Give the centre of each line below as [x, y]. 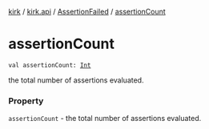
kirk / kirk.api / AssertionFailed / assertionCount [87, 12]
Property [26, 101]
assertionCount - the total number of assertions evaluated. [105, 119]
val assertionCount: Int [50, 65]
